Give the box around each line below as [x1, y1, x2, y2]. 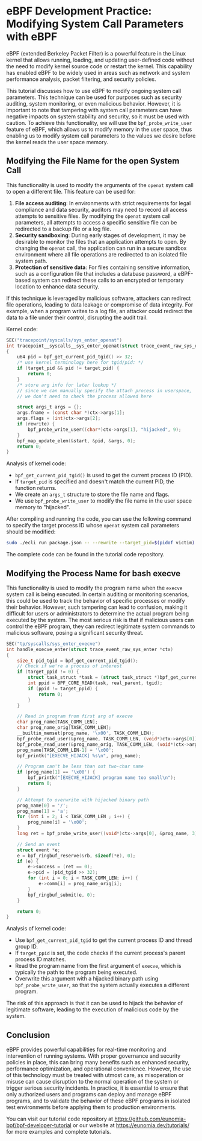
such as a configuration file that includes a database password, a [14, 270, 177, 277]
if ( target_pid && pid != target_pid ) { [17, 365, 120, 372]
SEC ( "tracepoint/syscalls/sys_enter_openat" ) [6, 337, 122, 343]
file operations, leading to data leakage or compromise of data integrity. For [6, 300, 194, 308]
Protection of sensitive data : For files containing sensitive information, [14, 264, 191, 271]
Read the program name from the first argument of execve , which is [14, 962, 182, 970]
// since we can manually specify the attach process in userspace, [17, 387, 192, 393]
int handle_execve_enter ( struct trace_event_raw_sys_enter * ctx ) [6, 646, 173, 652]
